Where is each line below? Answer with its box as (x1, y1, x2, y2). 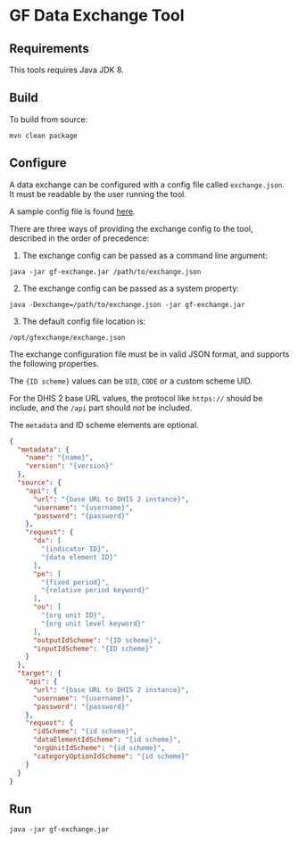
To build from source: (9, 113, 88, 125)
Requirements (9, 41, 89, 56)
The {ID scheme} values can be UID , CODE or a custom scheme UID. (9, 376, 252, 386)
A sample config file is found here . (9, 206, 136, 217)
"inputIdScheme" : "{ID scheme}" (32, 644, 153, 653)
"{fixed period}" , (41, 577, 110, 587)
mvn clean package (9, 131, 78, 140)
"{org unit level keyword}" (41, 619, 145, 628)
